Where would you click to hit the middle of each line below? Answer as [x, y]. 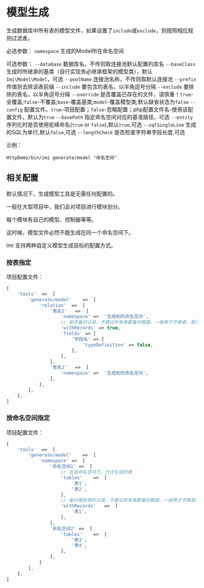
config [15, 110]
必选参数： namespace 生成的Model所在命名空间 [65, 51]
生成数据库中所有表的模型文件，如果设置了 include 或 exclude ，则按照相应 [97, 30]
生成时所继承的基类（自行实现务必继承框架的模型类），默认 [80, 71]
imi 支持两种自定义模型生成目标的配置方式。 [61, 245]
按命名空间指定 [28, 418]
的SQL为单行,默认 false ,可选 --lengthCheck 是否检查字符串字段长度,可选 [96, 132]
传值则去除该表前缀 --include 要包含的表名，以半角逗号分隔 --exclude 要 [98, 86]
